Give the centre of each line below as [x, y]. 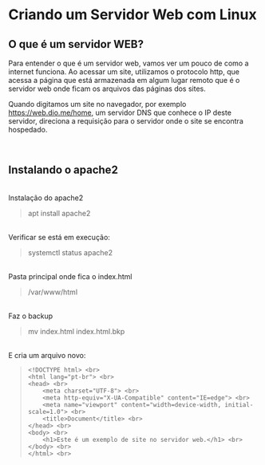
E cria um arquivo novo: [47, 355]
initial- [239, 404]
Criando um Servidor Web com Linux [132, 15]
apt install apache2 [59, 213]
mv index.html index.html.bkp [76, 331]
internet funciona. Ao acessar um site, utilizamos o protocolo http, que [124, 72]
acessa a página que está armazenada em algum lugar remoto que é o [124, 80]
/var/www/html [53, 292]
